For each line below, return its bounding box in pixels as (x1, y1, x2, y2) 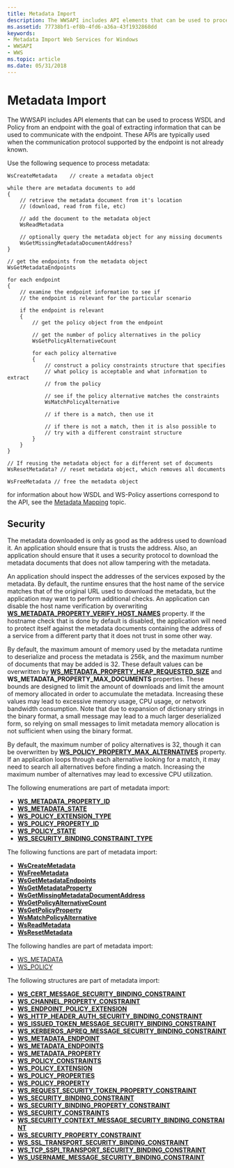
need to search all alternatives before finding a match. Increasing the (7, 763, 205, 771)
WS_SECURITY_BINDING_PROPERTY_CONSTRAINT (17, 1102, 171, 1110)
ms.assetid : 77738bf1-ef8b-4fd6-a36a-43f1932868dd (7, 23, 157, 30)
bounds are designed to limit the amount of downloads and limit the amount (7, 682, 224, 691)
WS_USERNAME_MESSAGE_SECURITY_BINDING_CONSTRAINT (17, 1153, 205, 1162)
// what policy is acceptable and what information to (44, 368, 208, 375)
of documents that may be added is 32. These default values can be (7, 660, 203, 668)
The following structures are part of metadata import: (7, 976, 160, 985)
